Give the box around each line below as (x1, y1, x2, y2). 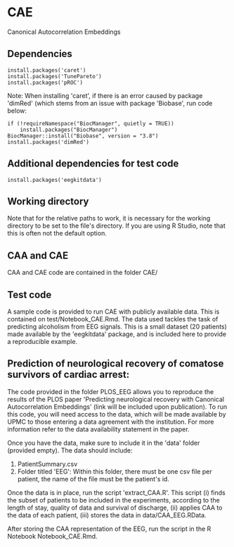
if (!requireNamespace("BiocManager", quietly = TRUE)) (7, 120, 174, 127)
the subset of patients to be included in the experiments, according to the (7, 496, 220, 504)
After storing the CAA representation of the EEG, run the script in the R (7, 524, 212, 533)
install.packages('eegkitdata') (7, 176, 102, 183)
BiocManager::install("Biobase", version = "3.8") (7, 132, 159, 140)
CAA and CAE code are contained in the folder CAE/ (7, 269, 158, 277)
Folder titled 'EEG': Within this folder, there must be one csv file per (17, 467, 212, 476)
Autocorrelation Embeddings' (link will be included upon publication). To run (7, 402, 228, 411)
